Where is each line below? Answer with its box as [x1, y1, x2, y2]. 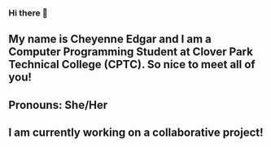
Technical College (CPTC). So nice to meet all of [8, 58, 256, 71]
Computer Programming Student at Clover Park [8, 45, 254, 59]
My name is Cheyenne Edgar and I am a [8, 32, 212, 46]
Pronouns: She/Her [8, 97, 108, 112]
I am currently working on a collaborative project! [8, 126, 264, 140]
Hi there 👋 [8, 7, 49, 19]
